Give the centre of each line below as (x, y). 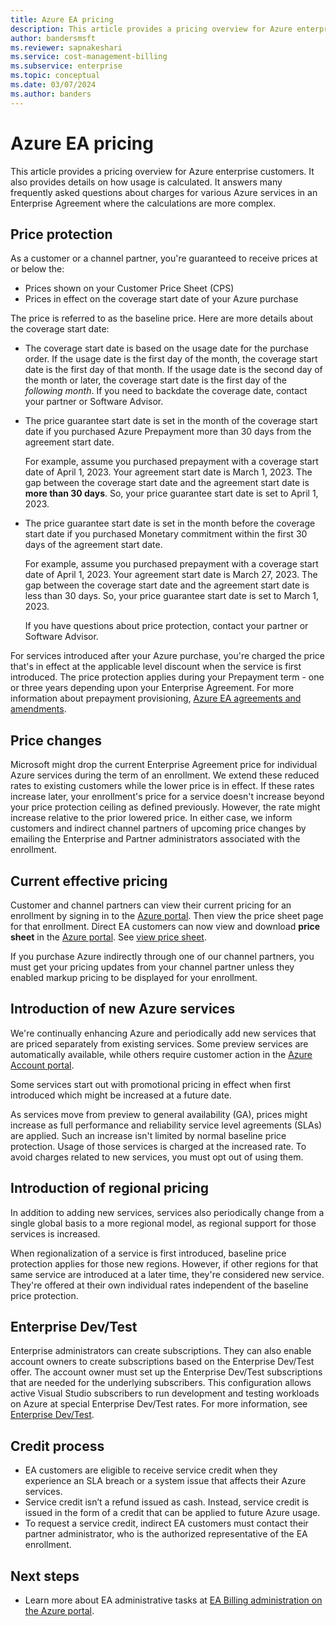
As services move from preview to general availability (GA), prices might (159, 1114)
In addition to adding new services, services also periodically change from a (167, 1212)
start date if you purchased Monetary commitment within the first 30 (166, 534)
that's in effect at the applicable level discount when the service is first (156, 667)
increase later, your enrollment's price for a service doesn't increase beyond (167, 797)
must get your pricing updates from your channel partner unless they (152, 967)
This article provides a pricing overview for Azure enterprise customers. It (162, 171)
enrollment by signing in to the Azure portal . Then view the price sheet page (167, 915)
